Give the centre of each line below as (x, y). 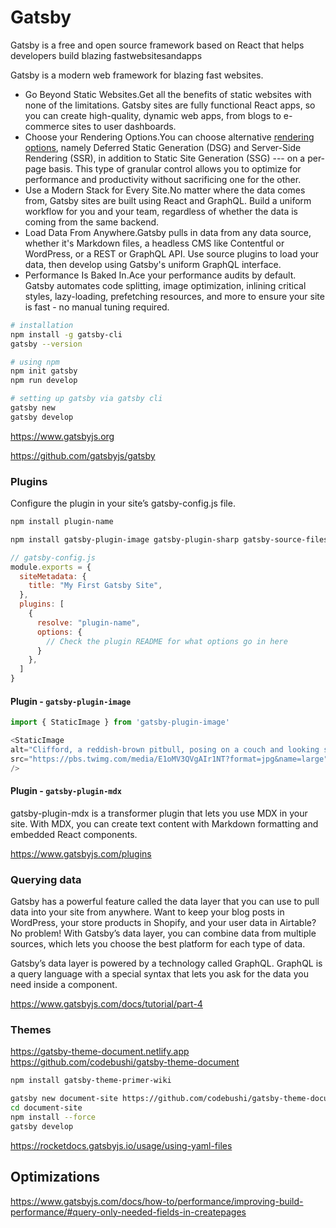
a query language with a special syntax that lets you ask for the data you (159, 974)
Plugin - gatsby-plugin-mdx (66, 791)
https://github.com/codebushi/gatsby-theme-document (125, 1062)
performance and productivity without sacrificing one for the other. (163, 179)
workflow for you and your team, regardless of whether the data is (161, 211)
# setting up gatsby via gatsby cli (86, 399)
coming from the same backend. (92, 222)
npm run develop (44, 381)
